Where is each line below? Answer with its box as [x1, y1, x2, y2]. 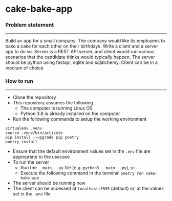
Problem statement [5, 21, 54, 29]
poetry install [5, 139, 38, 144]
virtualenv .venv [5, 126, 42, 131]
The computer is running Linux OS [20, 105, 93, 111]
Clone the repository [12, 94, 56, 100]
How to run [5, 78, 33, 85]
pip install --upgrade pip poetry [5, 135, 79, 140]
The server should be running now [12, 180, 86, 186]
